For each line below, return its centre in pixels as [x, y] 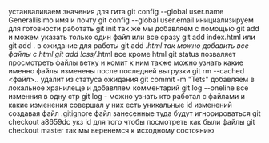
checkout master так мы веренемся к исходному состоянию [111, 130]
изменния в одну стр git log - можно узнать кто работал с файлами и [127, 96]
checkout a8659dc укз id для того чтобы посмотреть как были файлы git [132, 122]
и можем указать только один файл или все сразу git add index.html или [132, 37]
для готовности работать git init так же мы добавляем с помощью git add [134, 28]
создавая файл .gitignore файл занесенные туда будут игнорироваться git [134, 113]
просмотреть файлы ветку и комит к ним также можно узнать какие [126, 62]
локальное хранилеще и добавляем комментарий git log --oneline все [128, 88]
